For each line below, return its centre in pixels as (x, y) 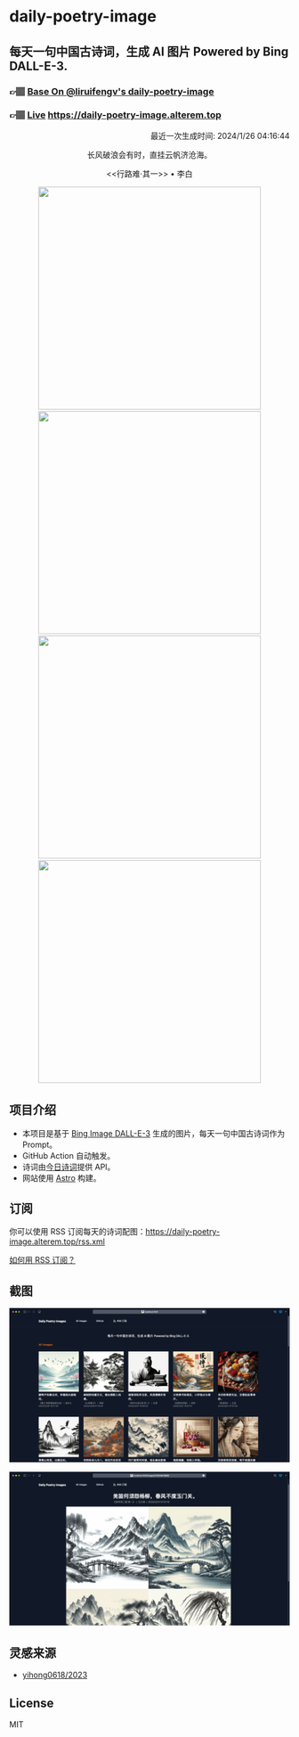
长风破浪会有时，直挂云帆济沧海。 (149, 154)
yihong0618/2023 (55, 1675)
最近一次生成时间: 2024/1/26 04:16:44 (220, 135)
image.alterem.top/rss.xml (57, 1241)
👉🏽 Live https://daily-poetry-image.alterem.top (115, 115)
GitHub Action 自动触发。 (69, 1155)
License (32, 1703)
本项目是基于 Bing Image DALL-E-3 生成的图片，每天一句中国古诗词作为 (154, 1133)
